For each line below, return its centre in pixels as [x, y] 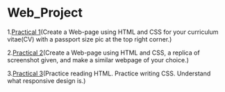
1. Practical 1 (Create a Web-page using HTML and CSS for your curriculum [113, 32]
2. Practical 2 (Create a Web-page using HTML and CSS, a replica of [103, 53]
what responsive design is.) [47, 80]
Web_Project [45, 13]
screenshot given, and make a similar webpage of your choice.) [98, 59]
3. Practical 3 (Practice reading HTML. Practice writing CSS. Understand [109, 73]
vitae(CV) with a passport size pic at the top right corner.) [90, 39]
